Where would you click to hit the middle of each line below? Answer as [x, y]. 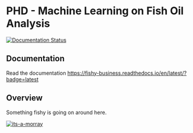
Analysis [28, 23]
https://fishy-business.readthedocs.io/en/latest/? [127, 73]
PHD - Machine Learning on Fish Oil [95, 11]
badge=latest [22, 79]
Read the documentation [36, 73]
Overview [25, 98]
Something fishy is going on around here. [57, 112]
